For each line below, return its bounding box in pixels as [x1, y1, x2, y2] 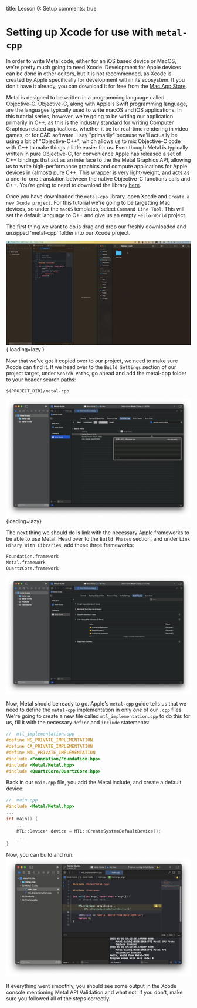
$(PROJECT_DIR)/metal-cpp [6, 388, 69, 394]
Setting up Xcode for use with [6, 26, 154, 39]
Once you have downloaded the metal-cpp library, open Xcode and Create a [6, 192, 190, 199]
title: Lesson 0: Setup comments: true [6, 5, 97, 12]
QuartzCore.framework [6, 565, 59, 571]
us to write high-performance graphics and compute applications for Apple [6, 162, 188, 169]
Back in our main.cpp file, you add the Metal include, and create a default [6, 779, 182, 786]
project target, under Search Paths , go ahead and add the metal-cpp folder [6, 370, 186, 377]
